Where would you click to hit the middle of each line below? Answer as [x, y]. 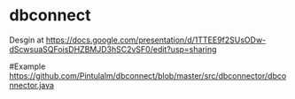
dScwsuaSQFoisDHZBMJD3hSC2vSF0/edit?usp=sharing [113, 49]
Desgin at [27, 40]
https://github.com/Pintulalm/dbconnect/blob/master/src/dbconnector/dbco [148, 75]
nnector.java [32, 85]
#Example [27, 66]
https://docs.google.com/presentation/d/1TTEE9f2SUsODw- [156, 40]
